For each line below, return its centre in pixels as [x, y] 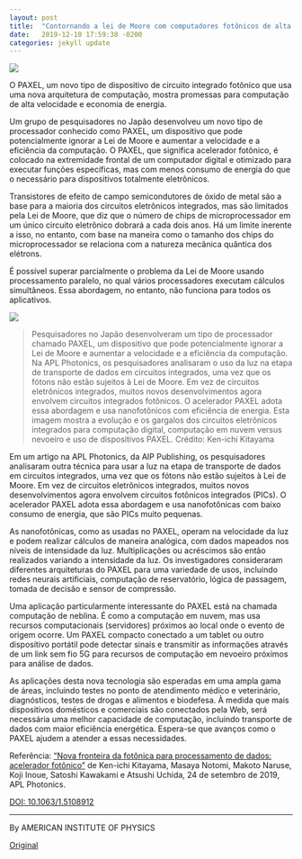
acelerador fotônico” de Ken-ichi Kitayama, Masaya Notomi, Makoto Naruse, [151, 765]
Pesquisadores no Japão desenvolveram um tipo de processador [152, 335]
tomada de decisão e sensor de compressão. [93, 589]
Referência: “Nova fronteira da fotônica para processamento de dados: [141, 756]
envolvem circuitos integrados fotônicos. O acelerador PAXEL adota [157, 401]
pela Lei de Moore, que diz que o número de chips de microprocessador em [150, 216]
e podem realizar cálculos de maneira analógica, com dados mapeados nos [149, 541]
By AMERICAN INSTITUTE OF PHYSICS [82, 828]
